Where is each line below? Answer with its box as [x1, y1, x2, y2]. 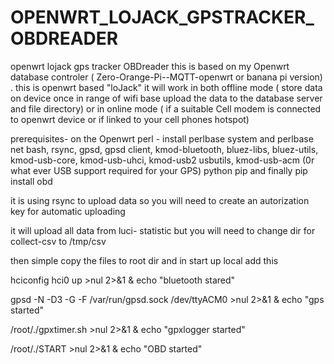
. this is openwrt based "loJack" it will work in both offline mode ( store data [10, 81, 323, 93]
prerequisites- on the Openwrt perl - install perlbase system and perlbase [10, 132, 314, 145]
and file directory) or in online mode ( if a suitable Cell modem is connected [10, 102, 322, 115]
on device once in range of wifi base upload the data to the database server [10, 92, 323, 104]
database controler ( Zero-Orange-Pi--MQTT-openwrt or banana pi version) [10, 71, 323, 83]
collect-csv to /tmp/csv [10, 235, 107, 247]
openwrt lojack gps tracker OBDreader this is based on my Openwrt [10, 60, 290, 72]
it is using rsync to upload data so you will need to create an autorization [10, 194, 310, 206]
